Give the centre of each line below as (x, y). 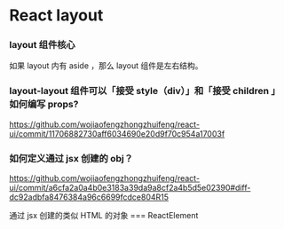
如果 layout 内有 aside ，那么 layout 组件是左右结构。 (106, 66)
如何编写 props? (44, 105)
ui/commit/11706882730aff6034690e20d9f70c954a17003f (117, 133)
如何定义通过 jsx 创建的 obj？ (71, 158)
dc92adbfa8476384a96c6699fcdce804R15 (89, 197)
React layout (56, 16)
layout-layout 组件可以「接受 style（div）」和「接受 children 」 (145, 91)
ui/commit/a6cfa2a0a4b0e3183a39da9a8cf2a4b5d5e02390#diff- (130, 188)
